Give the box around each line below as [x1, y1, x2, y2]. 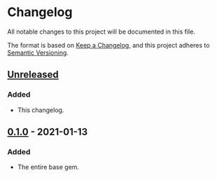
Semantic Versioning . [7, 48, 69, 57]
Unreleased [7, 69, 59, 81]
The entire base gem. [17, 163, 79, 172]
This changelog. [17, 106, 64, 114]
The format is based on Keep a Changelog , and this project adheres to [7, 41, 210, 49]
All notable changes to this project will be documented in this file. [7, 27, 196, 36]
